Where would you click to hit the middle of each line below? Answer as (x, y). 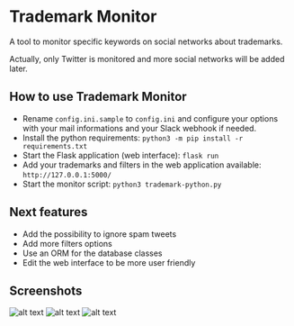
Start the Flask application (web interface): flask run (120, 155)
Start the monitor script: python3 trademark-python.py (122, 184)
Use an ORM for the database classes (92, 253)
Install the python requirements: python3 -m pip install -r (133, 138)
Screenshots (46, 290)
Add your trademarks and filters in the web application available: (142, 165)
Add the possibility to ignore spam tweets (99, 234)
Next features (49, 212)
